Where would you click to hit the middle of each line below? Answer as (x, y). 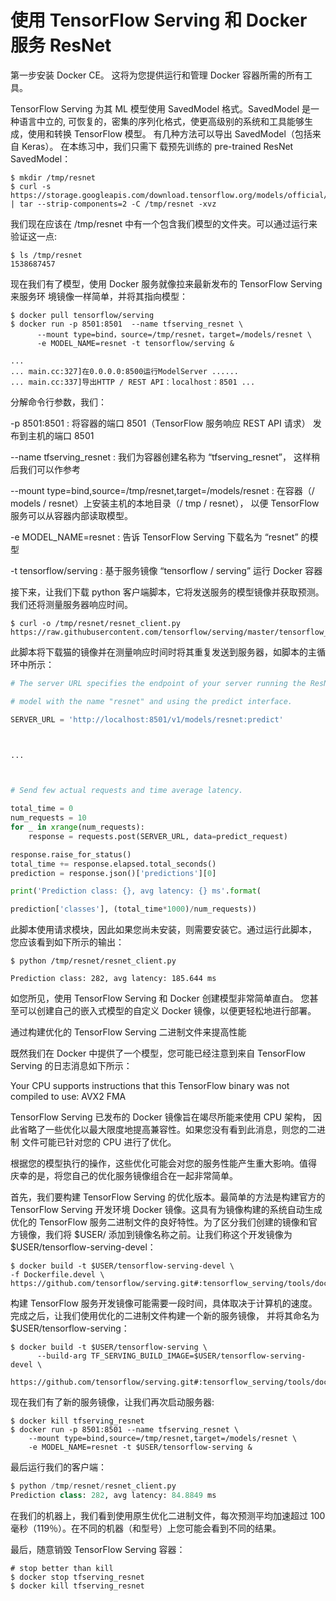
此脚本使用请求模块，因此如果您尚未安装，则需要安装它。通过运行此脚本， (163, 930)
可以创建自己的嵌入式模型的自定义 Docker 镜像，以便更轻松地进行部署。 (167, 1011)
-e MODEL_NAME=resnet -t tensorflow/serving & (135, 343)
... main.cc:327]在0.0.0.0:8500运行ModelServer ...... (124, 371)
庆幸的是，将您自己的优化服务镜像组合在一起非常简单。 (124, 1176)
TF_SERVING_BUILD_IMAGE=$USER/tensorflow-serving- (198, 1356)
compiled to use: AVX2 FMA (68, 1097)
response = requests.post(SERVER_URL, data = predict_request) (158, 836)
